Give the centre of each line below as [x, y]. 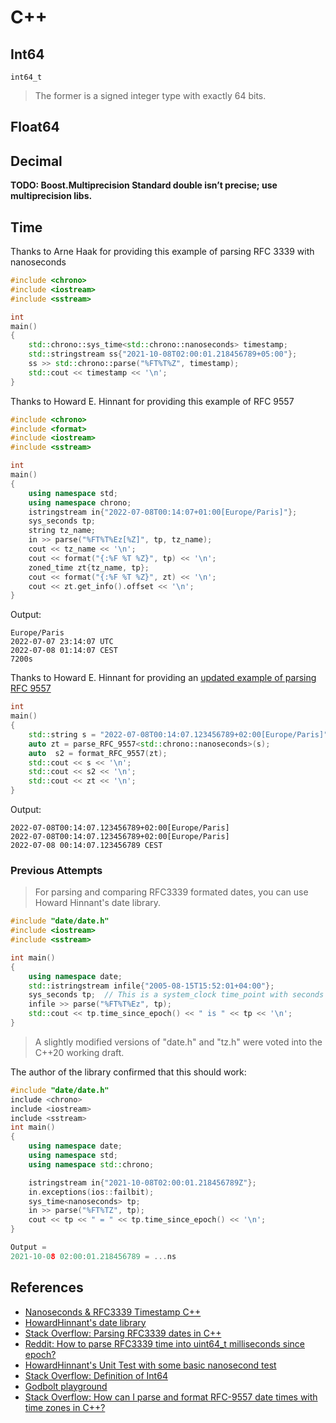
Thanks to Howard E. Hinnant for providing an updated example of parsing [163, 678]
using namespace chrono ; [80, 502]
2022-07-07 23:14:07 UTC [62, 642]
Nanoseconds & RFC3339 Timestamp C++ [113, 1312]
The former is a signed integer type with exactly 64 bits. [150, 95]
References [47, 1287]
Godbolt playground [66, 1386]
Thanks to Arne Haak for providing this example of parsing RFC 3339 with [162, 252]
